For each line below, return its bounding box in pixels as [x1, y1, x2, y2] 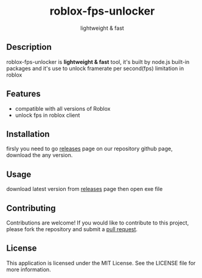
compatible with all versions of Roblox [15, 105, 111, 112]
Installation [6, 129, 50, 139]
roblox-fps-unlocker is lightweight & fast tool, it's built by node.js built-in [6, 58, 190, 65]
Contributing [6, 203, 56, 214]
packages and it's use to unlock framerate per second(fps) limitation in [6, 64, 184, 72]
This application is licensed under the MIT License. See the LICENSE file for [6, 259, 196, 266]
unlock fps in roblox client [15, 111, 80, 119]
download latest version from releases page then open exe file [6, 186, 163, 193]
